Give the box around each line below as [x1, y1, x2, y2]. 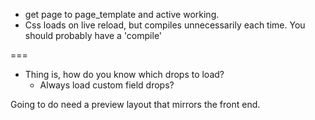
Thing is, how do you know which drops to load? [24, 69, 225, 80]
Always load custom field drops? [39, 79, 175, 91]
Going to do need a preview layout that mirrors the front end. [10, 99, 261, 110]
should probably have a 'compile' [24, 30, 163, 41]
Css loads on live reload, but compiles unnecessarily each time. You [24, 19, 306, 31]
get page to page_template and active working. [24, 9, 220, 20]
